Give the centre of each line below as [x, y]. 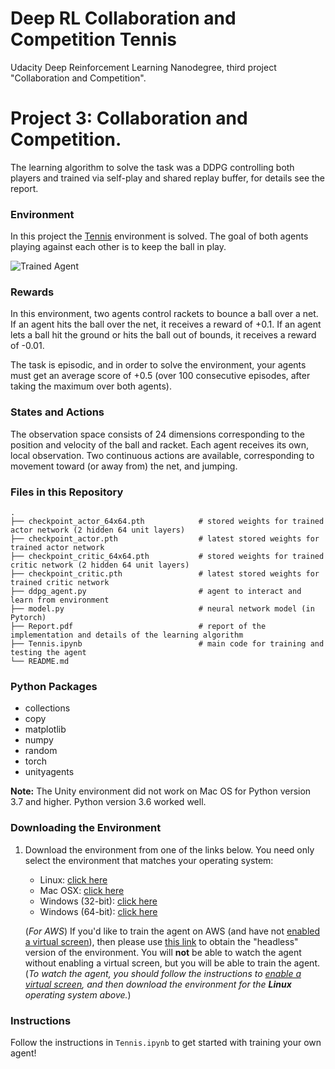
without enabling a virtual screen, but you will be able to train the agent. [172, 963]
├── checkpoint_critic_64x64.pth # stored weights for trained [167, 557]
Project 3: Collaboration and [129, 118]
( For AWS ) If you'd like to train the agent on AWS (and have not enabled [172, 931]
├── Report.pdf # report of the [138, 627]
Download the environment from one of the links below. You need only [169, 849]
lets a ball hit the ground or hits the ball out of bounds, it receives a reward [163, 335]
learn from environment [60, 600]
